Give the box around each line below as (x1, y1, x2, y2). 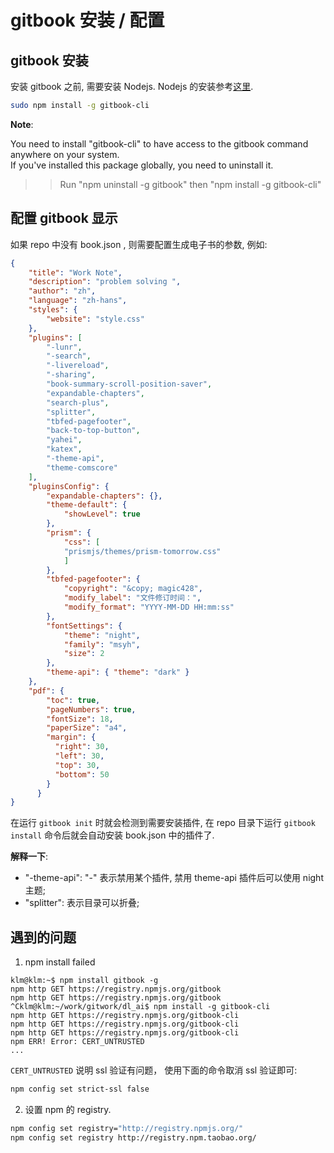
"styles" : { (28, 305, 78, 315)
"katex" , (46, 444, 83, 455)
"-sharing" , (46, 370, 97, 380)
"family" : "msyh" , (63, 639, 141, 650)
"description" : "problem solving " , (28, 277, 182, 287)
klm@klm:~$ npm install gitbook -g (10, 976, 159, 986)
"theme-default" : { (46, 500, 128, 510)
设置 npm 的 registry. (24, 1104, 112, 1115)
